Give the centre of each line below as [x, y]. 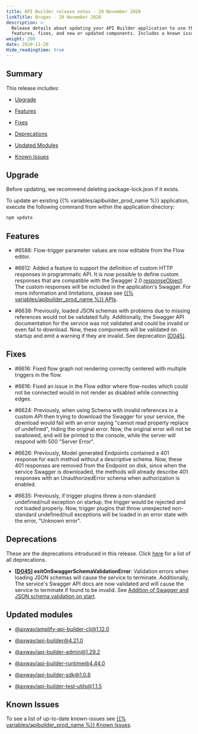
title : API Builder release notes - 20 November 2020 [74, 11]
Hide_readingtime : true [35, 50]
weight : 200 [21, 39]
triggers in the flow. [38, 374]
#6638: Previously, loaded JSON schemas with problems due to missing [102, 311]
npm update [19, 218]
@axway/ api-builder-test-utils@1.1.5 [58, 686]
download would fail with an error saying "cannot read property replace [101, 423]
